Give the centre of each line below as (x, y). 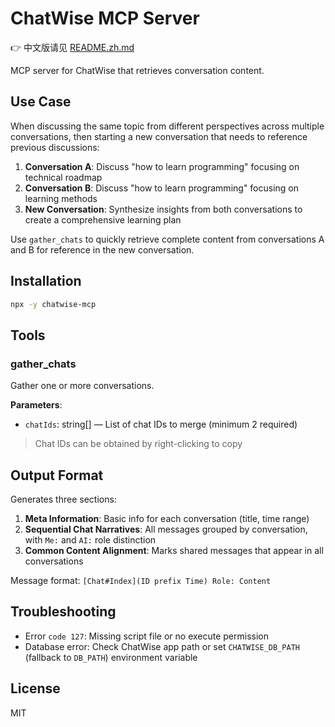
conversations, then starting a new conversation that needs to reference (159, 136)
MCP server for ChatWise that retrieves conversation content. (137, 70)
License (35, 688)
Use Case (41, 102)
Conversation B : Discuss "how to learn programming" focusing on (162, 188)
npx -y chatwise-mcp (53, 304)
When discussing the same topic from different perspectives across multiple (167, 126)
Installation (46, 281)
